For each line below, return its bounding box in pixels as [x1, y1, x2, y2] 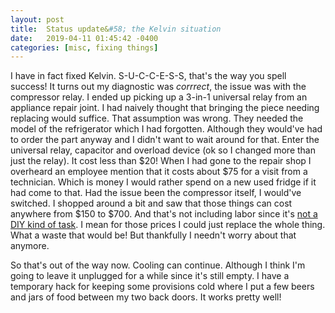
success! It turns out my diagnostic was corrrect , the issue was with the [10, 81, 307, 93]
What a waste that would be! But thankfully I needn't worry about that [10, 229, 297, 241]
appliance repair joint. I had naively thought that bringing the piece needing [10, 102, 320, 114]
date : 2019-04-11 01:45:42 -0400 [10, 33, 159, 43]
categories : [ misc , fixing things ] [10, 42, 159, 53]
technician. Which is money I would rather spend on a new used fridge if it [10, 176, 317, 188]
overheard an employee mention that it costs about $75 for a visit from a [10, 166, 308, 178]
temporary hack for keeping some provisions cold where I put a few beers [10, 281, 315, 293]
